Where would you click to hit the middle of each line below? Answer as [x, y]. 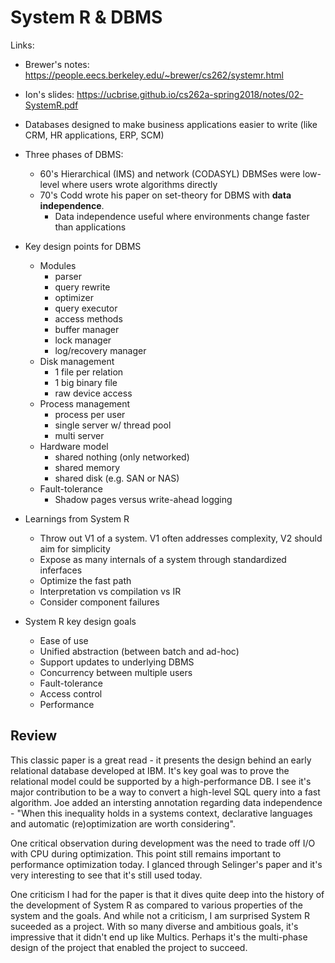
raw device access [93, 393]
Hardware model [74, 446]
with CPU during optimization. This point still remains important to [146, 853]
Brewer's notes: [57, 64]
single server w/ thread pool [113, 425]
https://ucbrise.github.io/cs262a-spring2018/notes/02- [190, 94]
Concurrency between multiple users [116, 672]
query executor [86, 308]
